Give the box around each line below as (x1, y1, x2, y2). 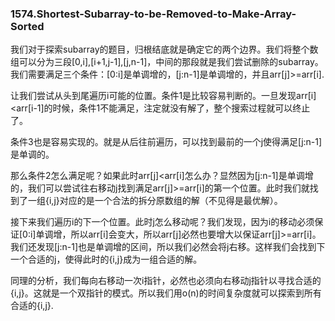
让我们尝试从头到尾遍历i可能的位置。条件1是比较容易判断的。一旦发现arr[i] (10, 90, 317, 102)
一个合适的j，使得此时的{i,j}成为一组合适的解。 (10, 253, 203, 266)
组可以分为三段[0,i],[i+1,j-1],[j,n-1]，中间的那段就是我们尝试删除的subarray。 (10, 56, 324, 68)
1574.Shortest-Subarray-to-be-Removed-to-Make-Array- (10, 7, 297, 21)
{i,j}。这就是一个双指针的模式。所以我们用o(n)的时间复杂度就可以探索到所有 (10, 287, 322, 299)
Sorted (10, 19, 45, 33)
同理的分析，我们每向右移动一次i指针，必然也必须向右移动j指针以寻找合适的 (10, 275, 322, 287)
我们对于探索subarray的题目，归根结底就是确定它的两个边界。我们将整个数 (10, 43, 319, 56)
